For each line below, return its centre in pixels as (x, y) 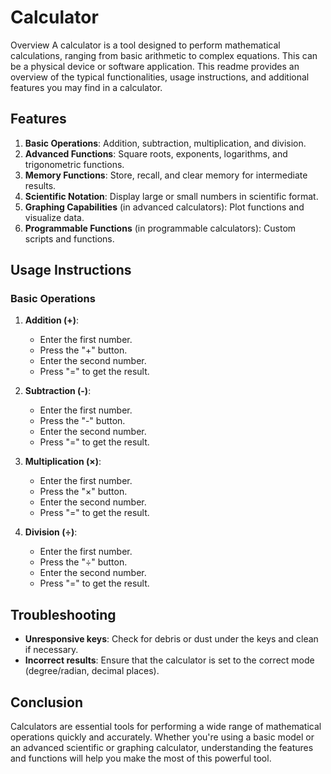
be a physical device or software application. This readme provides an (155, 66)
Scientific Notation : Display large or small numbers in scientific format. (171, 196)
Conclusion (47, 702)
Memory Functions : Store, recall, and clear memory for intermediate (166, 175)
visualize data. (54, 217)
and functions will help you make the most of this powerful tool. (141, 758)
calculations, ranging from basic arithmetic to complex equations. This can (164, 55)
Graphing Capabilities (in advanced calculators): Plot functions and (164, 207)
